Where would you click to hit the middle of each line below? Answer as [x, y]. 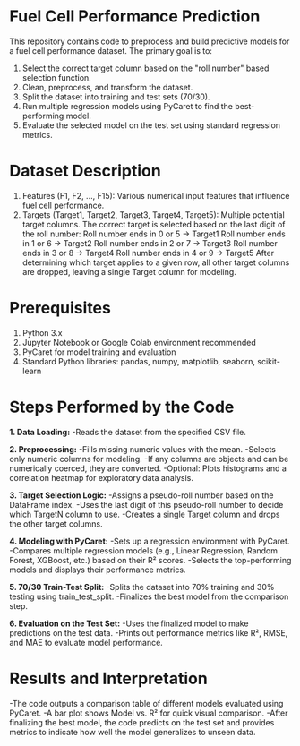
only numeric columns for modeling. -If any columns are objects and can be [149, 459]
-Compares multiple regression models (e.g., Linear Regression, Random [144, 550]
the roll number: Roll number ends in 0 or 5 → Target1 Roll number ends [154, 234]
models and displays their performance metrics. [98, 570]
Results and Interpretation [108, 678]
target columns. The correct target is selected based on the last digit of [154, 224]
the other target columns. [56, 523]
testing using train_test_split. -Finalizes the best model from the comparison [149, 596]
